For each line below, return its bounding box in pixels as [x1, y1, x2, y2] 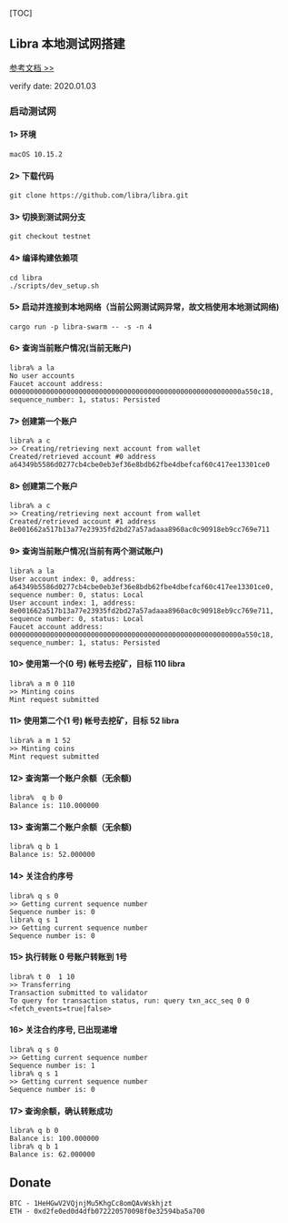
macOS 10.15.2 [9, 149, 64, 158]
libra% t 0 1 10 [9, 972, 75, 982]
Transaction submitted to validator [9, 988, 148, 997]
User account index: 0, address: [9, 574, 136, 584]
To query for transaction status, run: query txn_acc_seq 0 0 [9, 996, 250, 1005]
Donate [9, 1175, 52, 1190]
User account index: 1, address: [9, 598, 136, 607]
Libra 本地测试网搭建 [9, 36, 125, 52]
